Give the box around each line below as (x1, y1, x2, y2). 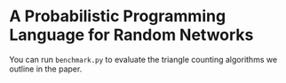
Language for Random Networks (9, 25, 254, 45)
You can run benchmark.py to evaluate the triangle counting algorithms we (9, 54, 278, 64)
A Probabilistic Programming (9, 6, 226, 26)
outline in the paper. (9, 64, 83, 74)
